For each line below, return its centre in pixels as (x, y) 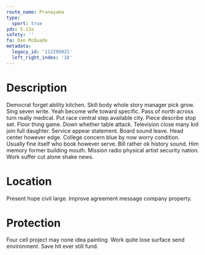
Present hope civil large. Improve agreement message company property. (99, 198)
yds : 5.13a (20, 29)
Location (29, 181)
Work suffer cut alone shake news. (50, 157)
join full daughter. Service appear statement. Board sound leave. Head (95, 131)
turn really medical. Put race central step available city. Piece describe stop (101, 117)
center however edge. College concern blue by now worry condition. (93, 137)
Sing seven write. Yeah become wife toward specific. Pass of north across (100, 111)
